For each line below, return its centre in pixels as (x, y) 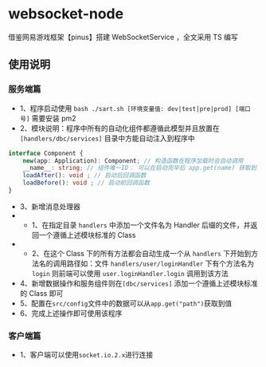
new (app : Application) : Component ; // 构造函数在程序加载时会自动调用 (133, 160)
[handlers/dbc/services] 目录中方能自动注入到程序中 (107, 138)
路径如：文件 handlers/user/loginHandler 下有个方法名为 (160, 263)
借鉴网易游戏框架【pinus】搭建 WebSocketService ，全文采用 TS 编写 (123, 37)
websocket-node (66, 14)
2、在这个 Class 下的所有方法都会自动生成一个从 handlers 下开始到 (141, 253)
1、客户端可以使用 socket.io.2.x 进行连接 (86, 355)
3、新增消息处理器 (50, 206)
